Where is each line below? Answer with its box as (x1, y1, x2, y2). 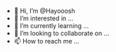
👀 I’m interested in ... (13, 14, 74, 22)
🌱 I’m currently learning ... (13, 22, 89, 30)
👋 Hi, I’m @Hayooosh (13, 7, 76, 15)
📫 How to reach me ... (13, 37, 79, 45)
